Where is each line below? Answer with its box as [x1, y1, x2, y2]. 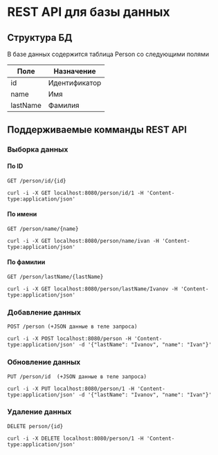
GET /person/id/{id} [7, 177, 67, 184]
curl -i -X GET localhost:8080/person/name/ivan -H [7, 237, 159, 244]
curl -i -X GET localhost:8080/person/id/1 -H [7, 189, 144, 196]
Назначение [53, 66, 96, 76]
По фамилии [7, 258, 46, 266]
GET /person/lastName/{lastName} [7, 273, 104, 280]
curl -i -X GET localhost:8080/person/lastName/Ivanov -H [7, 285, 178, 292]
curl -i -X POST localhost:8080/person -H [7, 335, 131, 342]
